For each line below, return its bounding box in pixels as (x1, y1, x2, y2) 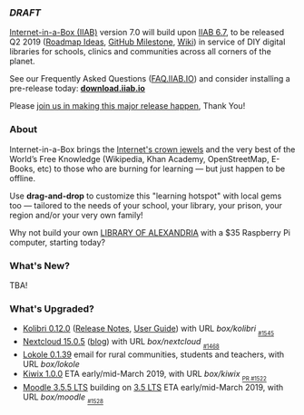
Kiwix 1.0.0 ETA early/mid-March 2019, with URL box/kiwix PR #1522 (22, 369, 268, 382)
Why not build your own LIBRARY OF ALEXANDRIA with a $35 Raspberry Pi (9, 227, 290, 237)
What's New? (9, 259, 71, 272)
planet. (9, 56, 35, 67)
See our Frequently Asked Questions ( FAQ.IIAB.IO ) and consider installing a (9, 73, 290, 84)
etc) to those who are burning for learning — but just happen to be (36, 163, 286, 174)
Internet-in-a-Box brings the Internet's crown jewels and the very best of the (9, 143, 296, 155)
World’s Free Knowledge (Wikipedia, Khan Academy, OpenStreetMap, (9, 153, 270, 164)
